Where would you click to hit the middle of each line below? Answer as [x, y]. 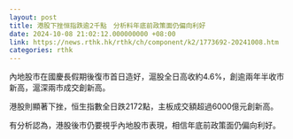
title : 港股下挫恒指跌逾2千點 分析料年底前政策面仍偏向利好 [108, 26]
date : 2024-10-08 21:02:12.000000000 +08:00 [93, 34]
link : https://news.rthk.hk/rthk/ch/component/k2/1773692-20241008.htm [144, 42]
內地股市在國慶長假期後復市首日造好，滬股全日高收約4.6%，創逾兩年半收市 [147, 77]
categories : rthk [41, 50]
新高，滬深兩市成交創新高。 [60, 88]
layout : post [33, 17]
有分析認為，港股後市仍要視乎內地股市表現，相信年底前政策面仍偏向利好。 [145, 126]
